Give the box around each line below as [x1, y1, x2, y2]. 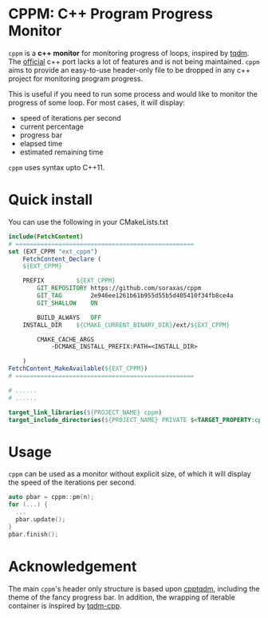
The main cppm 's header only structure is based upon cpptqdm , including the [8, 584, 261, 593]
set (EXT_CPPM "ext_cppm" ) [8, 247, 98, 256]
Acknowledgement [8, 557, 137, 576]
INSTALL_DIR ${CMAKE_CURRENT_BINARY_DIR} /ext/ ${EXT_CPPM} [22, 321, 230, 329]
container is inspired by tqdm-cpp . [8, 600, 122, 610]
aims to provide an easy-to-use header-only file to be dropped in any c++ [8, 65, 251, 74]
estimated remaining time [19, 147, 104, 157]
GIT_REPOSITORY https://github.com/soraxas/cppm [37, 285, 202, 293]
